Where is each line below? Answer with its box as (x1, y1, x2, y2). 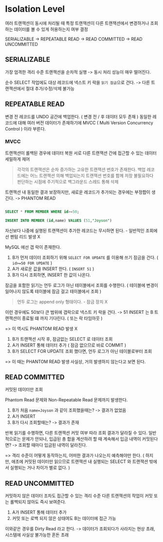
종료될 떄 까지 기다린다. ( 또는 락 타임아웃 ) (21, 315, 103, 321)
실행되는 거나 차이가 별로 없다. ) (10, 465, 71, 471)
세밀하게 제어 (5, 156, 30, 162)
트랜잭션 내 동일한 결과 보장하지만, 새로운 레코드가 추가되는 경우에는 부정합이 (5, 189, 151, 195)
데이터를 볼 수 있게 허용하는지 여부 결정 (14, 26, 89, 32)
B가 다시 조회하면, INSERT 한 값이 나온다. (12, 272, 91, 278)
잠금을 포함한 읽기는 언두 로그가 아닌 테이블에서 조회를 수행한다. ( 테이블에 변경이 (5, 282, 159, 288)
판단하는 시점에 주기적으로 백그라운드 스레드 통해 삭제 (17, 178, 119, 184)
